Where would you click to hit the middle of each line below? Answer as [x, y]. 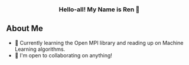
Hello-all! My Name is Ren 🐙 [99, 9]
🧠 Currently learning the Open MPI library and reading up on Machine [99, 43]
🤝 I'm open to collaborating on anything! [63, 55]
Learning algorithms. [40, 49]
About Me [25, 29]
